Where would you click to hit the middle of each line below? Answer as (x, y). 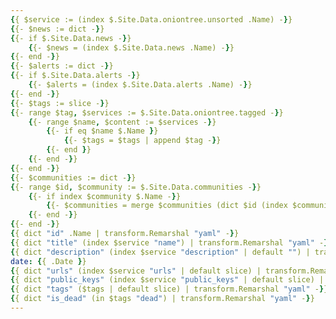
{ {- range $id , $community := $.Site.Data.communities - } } (136, 187)
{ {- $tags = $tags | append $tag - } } (142, 141)
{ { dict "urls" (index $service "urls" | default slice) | (136, 271)
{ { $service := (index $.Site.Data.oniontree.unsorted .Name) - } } (151, 19)
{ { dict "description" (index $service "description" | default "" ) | (160, 252)
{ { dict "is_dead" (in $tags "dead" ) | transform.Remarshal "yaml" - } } (162, 299)
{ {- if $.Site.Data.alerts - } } (75, 76)
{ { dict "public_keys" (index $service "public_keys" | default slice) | (167, 280)
